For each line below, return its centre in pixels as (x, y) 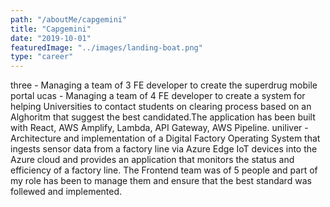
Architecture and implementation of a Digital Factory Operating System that (165, 138)
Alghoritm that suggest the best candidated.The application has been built (163, 117)
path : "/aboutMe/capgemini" (69, 19)
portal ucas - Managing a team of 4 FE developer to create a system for (158, 96)
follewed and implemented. (66, 192)
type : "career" (42, 57)
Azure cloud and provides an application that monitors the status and (152, 160)
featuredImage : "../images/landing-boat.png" (106, 47)
